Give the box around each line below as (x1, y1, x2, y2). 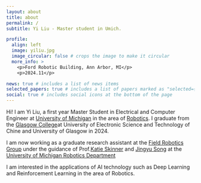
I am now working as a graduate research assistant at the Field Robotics (6, 139, 184, 146)
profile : (6, 37, 28, 43)
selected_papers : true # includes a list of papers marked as (6, 86, 165, 92)
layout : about (6, 8, 42, 15)
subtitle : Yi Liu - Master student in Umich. (6, 25, 121, 32)
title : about (6, 14, 39, 20)
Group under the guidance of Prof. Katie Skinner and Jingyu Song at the (6, 145, 182, 152)
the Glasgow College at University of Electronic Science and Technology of (6, 121, 190, 128)
